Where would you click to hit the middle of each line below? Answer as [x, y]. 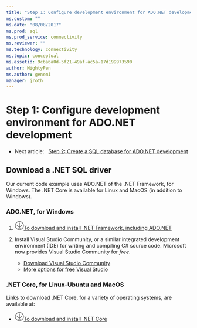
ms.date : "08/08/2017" [34, 25]
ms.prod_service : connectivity [44, 37]
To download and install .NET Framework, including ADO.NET [97, 228]
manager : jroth [25, 80]
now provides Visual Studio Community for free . [72, 252]
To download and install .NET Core [65, 319]
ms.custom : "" [23, 18]
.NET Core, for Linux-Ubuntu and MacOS [65, 285]
